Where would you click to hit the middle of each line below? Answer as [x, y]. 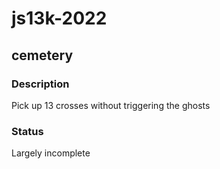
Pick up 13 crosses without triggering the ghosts [111, 105]
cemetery [42, 55]
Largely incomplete [51, 153]
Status [27, 131]
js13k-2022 [59, 18]
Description [40, 84]
